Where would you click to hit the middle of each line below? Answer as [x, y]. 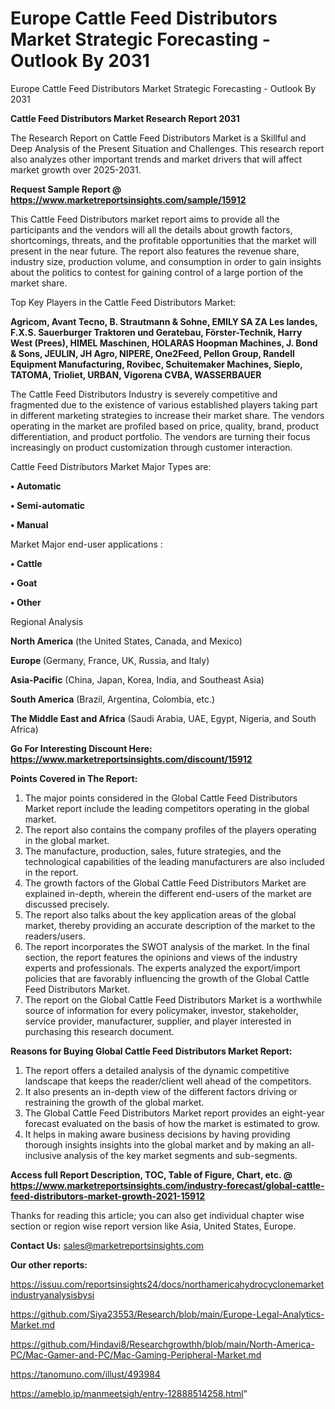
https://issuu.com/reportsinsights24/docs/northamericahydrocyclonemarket [167, 1284]
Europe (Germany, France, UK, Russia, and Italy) [110, 660]
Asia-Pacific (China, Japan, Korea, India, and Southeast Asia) [137, 679]
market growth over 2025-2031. [76, 169]
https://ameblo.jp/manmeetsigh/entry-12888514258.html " [129, 1393]
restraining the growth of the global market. [114, 1102]
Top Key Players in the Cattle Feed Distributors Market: [123, 302]
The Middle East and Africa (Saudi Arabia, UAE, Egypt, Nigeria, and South [163, 718]
